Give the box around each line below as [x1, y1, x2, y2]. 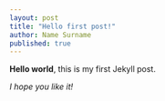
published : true [9, 38, 71, 48]
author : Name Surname [9, 30, 92, 39]
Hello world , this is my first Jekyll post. [9, 64, 157, 75]
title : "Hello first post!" [9, 22, 117, 31]
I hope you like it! [9, 81, 74, 92]
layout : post [9, 13, 59, 23]
